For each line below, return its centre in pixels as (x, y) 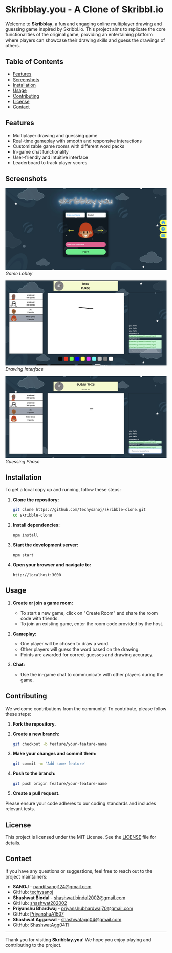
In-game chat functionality (41, 151)
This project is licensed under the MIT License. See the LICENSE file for (81, 837)
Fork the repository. (34, 724)
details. (13, 843)
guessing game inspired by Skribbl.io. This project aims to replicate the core (85, 29)
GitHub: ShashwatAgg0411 (41, 925)
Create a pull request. (36, 793)
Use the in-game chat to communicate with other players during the (92, 674)
